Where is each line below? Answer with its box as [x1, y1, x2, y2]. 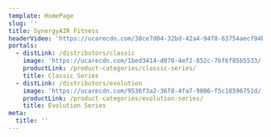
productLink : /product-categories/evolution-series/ [23, 94, 204, 102]
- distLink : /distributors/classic [15, 49, 135, 57]
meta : [8, 110, 27, 118]
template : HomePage [8, 11, 74, 20]
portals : [8, 42, 38, 50]
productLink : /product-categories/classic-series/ [23, 64, 197, 73]
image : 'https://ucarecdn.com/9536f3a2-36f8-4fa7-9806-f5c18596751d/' [23, 86, 265, 95]
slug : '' [8, 19, 38, 27]
